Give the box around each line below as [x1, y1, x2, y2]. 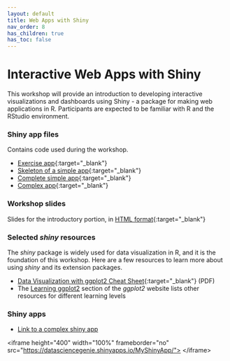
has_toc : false [7, 36, 52, 43]
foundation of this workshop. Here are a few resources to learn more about [7, 255, 224, 264]
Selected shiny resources [7, 232, 96, 242]
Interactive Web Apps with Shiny [7, 67, 201, 83]
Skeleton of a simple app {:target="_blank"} [17, 166, 142, 175]
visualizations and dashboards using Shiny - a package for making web [7, 97, 213, 106]
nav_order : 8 [7, 23, 45, 30]
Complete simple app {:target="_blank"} [17, 174, 131, 182]
